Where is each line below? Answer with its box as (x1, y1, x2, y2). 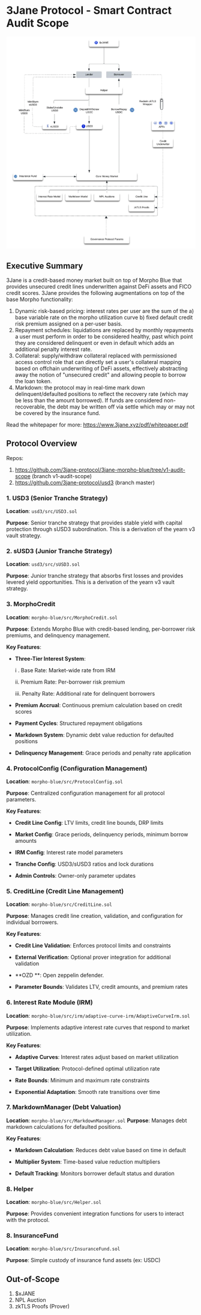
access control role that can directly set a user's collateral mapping (14, 358, 182, 365)
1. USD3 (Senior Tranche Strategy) (6, 494, 108, 502)
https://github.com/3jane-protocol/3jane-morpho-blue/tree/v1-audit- (14, 466, 186, 473)
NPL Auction (14, 1296, 46, 1304)
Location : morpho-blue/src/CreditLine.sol (6, 900, 112, 908)
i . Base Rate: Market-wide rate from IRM (14, 666, 116, 673)
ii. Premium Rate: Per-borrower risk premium (14, 678, 125, 685)
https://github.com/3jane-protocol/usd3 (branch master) (14, 479, 155, 486)
